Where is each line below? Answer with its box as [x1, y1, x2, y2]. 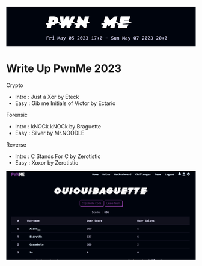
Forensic [6, 112, 28, 119]
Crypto [6, 82, 23, 89]
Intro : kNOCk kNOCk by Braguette [14, 123, 101, 130]
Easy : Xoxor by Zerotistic [14, 159, 79, 166]
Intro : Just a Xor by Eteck [14, 94, 79, 101]
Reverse [6, 141, 27, 148]
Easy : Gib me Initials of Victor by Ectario [14, 100, 116, 107]
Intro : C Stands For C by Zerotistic [14, 153, 101, 160]
